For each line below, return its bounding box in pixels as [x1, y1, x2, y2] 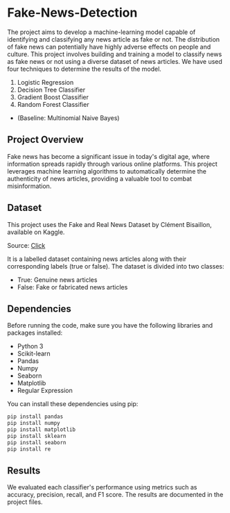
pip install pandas [7, 413, 64, 421]
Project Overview [7, 134, 84, 146]
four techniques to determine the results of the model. [7, 65, 161, 73]
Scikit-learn [17, 349, 51, 358]
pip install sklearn [7, 432, 67, 439]
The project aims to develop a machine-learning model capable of [7, 28, 196, 36]
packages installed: [7, 328, 63, 337]
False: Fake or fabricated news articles [17, 283, 128, 291]
